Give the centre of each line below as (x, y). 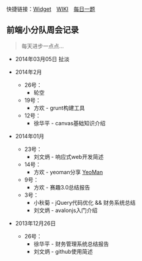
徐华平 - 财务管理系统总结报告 (71, 244)
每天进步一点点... (43, 46)
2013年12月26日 (35, 223)
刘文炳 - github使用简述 (63, 251)
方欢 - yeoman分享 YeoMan (68, 172)
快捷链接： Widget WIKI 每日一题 (51, 9)
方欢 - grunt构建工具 (59, 108)
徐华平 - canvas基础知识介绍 (69, 123)
